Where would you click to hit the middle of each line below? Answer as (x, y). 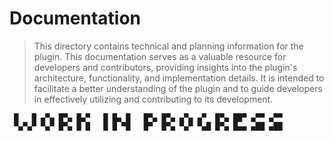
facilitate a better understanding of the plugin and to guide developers (178, 88)
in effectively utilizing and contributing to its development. (153, 99)
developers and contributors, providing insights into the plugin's (165, 67)
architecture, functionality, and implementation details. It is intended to (179, 78)
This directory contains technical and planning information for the (168, 46)
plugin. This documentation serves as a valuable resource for (160, 56)
